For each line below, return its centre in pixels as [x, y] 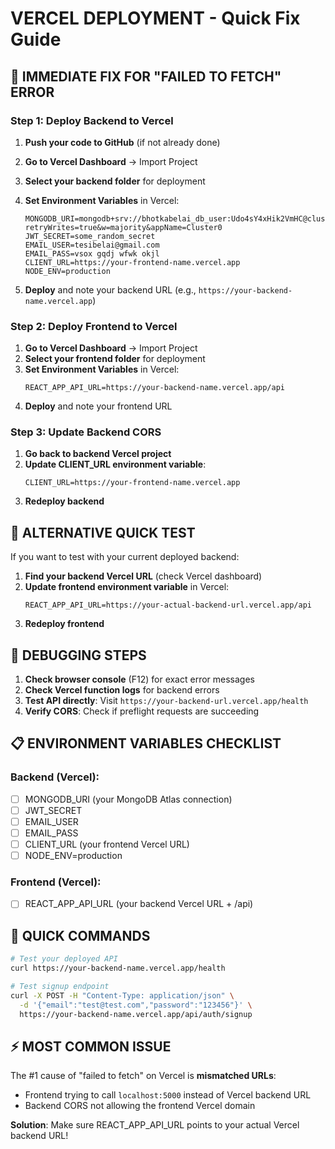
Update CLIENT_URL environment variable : [115, 464]
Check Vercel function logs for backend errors [122, 690]
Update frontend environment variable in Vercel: [127, 587]
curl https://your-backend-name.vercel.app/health [118, 968]
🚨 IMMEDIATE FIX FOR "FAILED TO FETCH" [146, 76]
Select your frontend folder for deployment [115, 359]
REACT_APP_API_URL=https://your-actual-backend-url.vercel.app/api [168, 605]
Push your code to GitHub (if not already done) [122, 142]
